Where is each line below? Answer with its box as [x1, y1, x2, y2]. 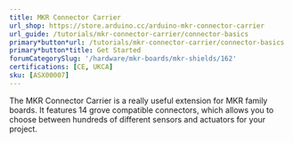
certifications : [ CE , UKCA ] [9, 63, 114, 72]
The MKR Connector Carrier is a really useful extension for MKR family [9, 95, 268, 106]
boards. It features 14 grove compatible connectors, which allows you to [9, 104, 274, 115]
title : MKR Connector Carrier [9, 12, 122, 22]
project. [9, 123, 38, 134]
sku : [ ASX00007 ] [9, 71, 69, 80]
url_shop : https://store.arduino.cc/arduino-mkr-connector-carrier [9, 21, 265, 30]
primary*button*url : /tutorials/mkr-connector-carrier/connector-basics [9, 37, 285, 47]
